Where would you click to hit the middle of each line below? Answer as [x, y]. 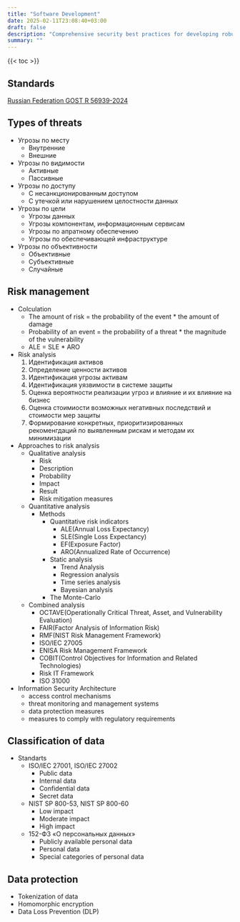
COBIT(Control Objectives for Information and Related [118, 658]
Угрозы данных [52, 216]
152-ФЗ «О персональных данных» [82, 834]
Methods [52, 513]
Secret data [56, 796]
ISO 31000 [54, 681]
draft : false [27, 27]
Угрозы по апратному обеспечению [83, 231]
